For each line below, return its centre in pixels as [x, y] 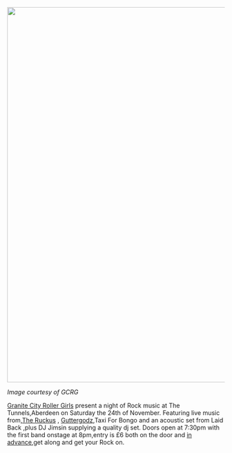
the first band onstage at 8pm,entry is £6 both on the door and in [99, 435]
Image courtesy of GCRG [43, 392]
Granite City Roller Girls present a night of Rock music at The [94, 405]
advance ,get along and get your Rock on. [66, 442]
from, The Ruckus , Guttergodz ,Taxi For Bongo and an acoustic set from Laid [115, 420]
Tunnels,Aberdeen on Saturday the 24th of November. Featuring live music [114, 413]
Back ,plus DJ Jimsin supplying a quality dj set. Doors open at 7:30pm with [113, 427]
